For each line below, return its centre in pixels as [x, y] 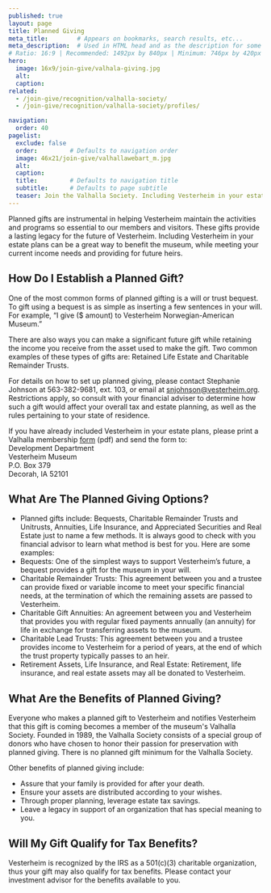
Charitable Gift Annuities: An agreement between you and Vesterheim [135, 613]
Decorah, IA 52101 [38, 474]
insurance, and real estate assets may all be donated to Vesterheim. [133, 673]
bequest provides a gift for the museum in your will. [106, 570]
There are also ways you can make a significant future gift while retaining [130, 339]
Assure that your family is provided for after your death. [112, 784]
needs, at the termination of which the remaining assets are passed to [136, 596]
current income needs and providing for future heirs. [96, 253]
